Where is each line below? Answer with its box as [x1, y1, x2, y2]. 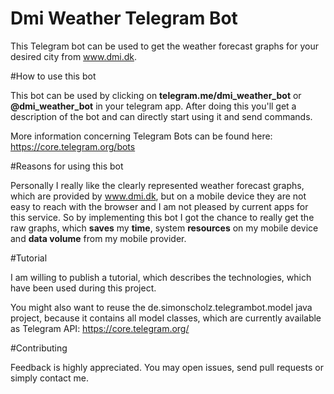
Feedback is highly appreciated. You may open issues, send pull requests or [10, 361, 324, 373]
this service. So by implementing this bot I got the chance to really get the [10, 211, 315, 223]
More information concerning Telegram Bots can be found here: [10, 130, 273, 142]
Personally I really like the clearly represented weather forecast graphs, [10, 179, 305, 191]
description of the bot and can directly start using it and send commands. [10, 110, 313, 122]
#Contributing [10, 342, 68, 354]
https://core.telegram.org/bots [10, 140, 136, 152]
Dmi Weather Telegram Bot [10, 7, 238, 30]
